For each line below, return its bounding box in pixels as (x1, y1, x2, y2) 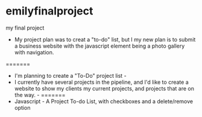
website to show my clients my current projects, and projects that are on (14, 84, 194, 92)
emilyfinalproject (5, 4, 93, 18)
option (14, 104, 31, 111)
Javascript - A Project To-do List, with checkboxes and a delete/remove (14, 98, 194, 105)
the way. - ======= (14, 91, 66, 98)
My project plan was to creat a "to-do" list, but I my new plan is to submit (14, 36, 196, 43)
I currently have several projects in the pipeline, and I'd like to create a (14, 78, 189, 86)
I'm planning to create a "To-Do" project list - (14, 72, 127, 79)
